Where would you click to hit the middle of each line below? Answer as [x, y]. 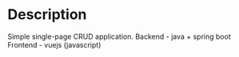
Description [47, 15]
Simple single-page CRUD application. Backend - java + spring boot [119, 36]
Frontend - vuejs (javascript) [54, 44]
